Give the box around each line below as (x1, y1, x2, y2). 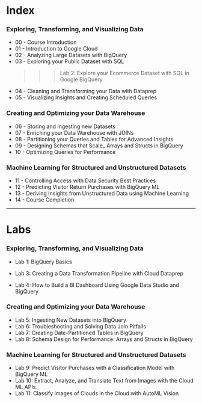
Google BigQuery (60, 76, 103, 83)
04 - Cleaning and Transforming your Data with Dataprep (14, 88, 157, 95)
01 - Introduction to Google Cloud (14, 45, 98, 52)
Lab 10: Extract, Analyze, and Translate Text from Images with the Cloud (14, 377, 194, 384)
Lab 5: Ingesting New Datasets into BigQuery (14, 316, 127, 324)
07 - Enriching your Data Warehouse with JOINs (14, 129, 134, 136)
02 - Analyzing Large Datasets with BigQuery (14, 52, 127, 59)
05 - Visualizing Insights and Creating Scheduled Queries (14, 94, 158, 101)
